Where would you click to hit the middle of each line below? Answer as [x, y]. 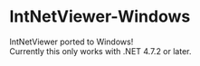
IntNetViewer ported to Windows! [71, 42]
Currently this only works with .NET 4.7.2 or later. [100, 51]
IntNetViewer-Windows [100, 17]
